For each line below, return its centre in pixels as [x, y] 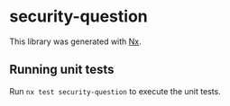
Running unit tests [62, 70]
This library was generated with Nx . [75, 41]
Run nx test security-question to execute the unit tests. [115, 91]
